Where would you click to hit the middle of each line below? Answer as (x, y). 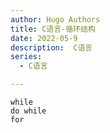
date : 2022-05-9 (44, 38)
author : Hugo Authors (55, 19)
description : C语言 (51, 47)
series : (26, 57)
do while (28, 111)
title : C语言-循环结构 (53, 29)
